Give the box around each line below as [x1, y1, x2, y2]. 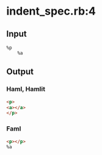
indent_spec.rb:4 [6, 4, 96, 18]
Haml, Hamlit [6, 85, 46, 93]
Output [6, 67, 34, 77]
